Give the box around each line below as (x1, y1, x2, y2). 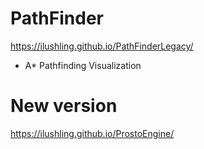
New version (10, 95, 118, 117)
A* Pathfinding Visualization (24, 59, 142, 71)
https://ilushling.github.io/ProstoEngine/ (10, 127, 175, 139)
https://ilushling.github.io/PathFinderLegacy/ (10, 40, 194, 52)
